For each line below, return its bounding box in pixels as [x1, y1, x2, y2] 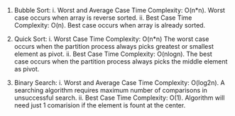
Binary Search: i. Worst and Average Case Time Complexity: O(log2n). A [13, 79, 225, 87]
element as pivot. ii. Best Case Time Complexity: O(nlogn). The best [13, 50, 213, 58]
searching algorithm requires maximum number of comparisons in [13, 86, 208, 94]
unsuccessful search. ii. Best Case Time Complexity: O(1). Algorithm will [13, 93, 225, 102]
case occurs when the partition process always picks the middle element [13, 57, 228, 66]
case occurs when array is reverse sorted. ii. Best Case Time [13, 13, 192, 22]
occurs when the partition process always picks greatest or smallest [13, 42, 214, 50]
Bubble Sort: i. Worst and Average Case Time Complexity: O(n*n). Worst [13, 6, 226, 14]
